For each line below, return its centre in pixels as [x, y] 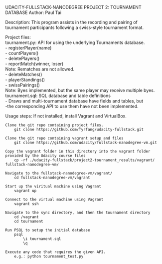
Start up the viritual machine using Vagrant [53, 186]
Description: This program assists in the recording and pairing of [72, 22]
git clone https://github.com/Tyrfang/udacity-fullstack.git [79, 129]
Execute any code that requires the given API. [56, 252]
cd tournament [29, 221]
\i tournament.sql [42, 239]
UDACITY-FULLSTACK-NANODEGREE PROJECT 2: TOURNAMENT [73, 7]
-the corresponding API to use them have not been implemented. [72, 106]
